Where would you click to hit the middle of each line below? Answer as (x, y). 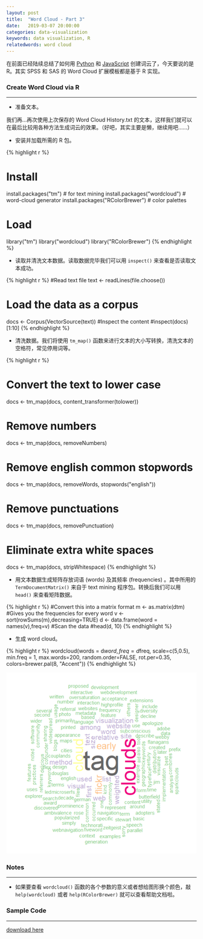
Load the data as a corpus (72, 305)
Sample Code (26, 910)
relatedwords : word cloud (39, 45)
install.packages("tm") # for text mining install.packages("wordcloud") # (96, 194)
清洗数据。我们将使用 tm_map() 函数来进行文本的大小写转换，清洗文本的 (104, 341)
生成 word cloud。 (38, 639)
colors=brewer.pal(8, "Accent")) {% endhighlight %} (71, 663)
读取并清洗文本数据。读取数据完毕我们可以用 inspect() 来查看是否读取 (103, 260)
